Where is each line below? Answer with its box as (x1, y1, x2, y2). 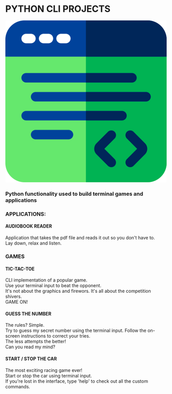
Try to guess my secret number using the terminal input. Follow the (5, 327, 147, 334)
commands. (5, 383, 31, 389)
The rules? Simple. (5, 322, 45, 328)
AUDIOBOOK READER (5, 223, 52, 229)
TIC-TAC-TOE (5, 266, 35, 272)
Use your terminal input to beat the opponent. (5, 283, 101, 289)
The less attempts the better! (5, 339, 67, 345)
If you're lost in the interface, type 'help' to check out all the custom (5, 378, 148, 384)
